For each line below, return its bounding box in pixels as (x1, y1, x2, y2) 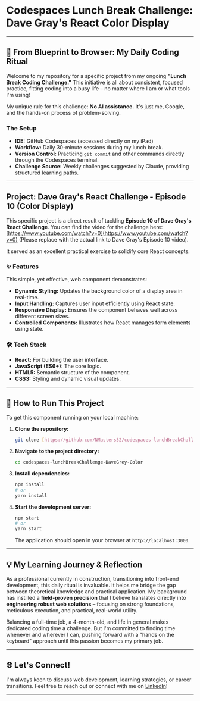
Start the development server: (14, 503, 92, 511)
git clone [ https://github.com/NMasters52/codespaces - (14, 437, 154, 443)
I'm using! (6, 91, 31, 98)
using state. (14, 326, 44, 333)
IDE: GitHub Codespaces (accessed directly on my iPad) (14, 137, 154, 145)
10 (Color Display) (6, 201, 74, 211)
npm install (14, 481, 45, 488)
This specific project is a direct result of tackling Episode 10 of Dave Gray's (6, 217, 192, 224)
